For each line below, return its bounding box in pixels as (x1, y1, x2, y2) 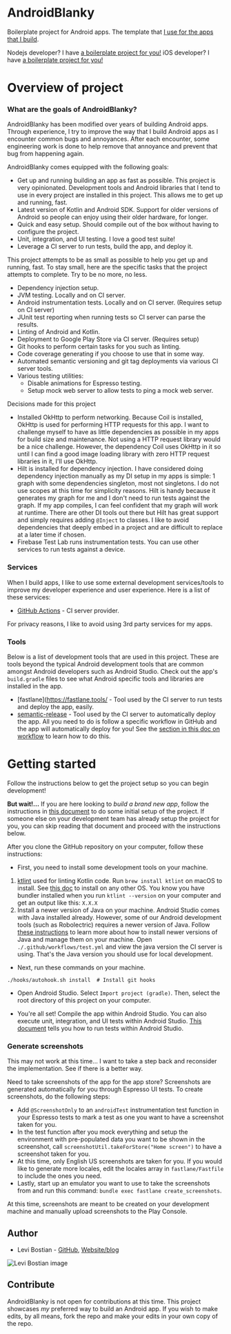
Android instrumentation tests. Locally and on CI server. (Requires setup (17, 298, 222, 307)
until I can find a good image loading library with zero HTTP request (17, 450, 210, 458)
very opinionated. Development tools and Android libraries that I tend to (17, 184, 221, 192)
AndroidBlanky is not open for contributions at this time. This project (7, 1297, 201, 1306)
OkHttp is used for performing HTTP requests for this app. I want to (17, 420, 209, 429)
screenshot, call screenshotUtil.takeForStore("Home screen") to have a (17, 1143, 222, 1151)
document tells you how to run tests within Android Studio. (17, 1024, 184, 1032)
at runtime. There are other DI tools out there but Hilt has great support (17, 509, 219, 517)
